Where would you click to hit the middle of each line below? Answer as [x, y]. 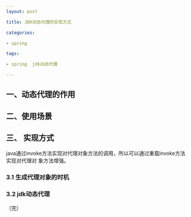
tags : [13, 54]
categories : [20, 33]
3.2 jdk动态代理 [28, 194]
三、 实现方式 [30, 138]
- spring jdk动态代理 [32, 64]
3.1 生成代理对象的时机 [38, 177]
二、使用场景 [29, 116]
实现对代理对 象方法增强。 [37, 160]
